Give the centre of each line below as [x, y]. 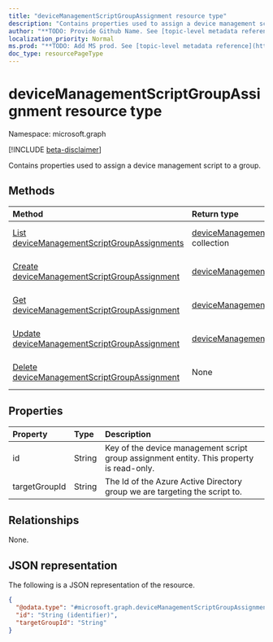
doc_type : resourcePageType [56, 54]
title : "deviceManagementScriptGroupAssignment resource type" [118, 16]
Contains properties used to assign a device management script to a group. [135, 165]
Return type [216, 214]
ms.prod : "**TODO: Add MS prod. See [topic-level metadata [110, 46]
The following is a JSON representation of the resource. [102, 585]
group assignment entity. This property [179, 458]
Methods [32, 191]
